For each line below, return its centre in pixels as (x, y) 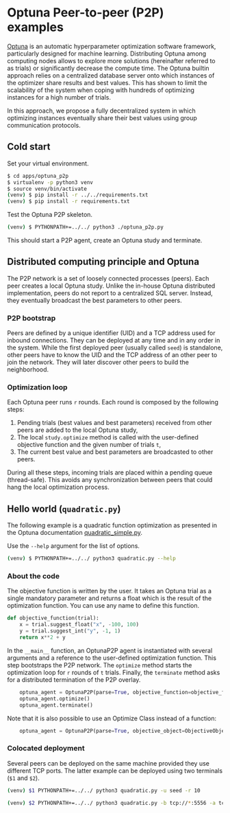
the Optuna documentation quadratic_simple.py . (75, 533)
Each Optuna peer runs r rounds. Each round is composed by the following (113, 402)
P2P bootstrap (31, 318)
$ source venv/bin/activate (47, 189)
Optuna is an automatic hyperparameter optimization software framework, (112, 46)
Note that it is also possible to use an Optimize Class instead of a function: (112, 718)
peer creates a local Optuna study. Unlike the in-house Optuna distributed (111, 286)
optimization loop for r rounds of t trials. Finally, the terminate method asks (114, 672)
